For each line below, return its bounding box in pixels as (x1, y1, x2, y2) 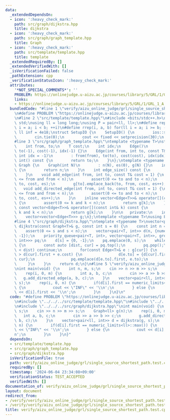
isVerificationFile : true (10, 355, 65, 361)
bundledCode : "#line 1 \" (10, 106, 65, 111)
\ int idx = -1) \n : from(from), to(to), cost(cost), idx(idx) (14, 153, 166, 158)
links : (14, 97, 28, 102)
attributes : (10, 82, 35, 88)
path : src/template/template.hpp (14, 50, 85, 55)
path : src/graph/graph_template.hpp (14, 36, 92, 41)
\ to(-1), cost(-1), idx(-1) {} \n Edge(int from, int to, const (14, 149, 159, 154)
